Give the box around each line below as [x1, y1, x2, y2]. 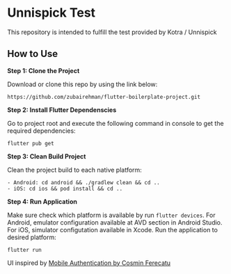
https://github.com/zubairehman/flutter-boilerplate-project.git [7, 93, 200, 100]
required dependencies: [7, 127, 76, 135]
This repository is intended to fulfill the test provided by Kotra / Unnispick [7, 28, 217, 36]
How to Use [7, 48, 58, 60]
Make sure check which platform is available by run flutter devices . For [7, 211, 216, 219]
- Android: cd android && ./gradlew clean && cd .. [7, 179, 160, 186]
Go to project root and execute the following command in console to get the [7, 119, 224, 127]
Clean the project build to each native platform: [7, 166, 143, 174]
